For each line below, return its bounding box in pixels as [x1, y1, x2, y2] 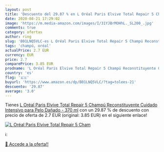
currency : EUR [5, 52, 34, 57]
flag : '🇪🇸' [5, 75, 29, 80]
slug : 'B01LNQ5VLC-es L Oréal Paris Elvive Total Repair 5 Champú [5, 39, 143, 44]
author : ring [5, 35, 32, 39]
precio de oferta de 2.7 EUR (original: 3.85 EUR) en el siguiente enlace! [5, 113, 147, 118]
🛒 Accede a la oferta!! [5, 141, 49, 147]
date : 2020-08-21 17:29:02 [5, 16, 60, 21]
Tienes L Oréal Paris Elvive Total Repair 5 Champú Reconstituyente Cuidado [5, 102, 158, 108]
